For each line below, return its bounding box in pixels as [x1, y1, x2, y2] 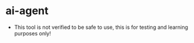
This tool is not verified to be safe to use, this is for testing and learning [14, 24, 188, 31]
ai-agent [5, 4, 49, 18]
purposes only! [14, 29, 52, 37]
